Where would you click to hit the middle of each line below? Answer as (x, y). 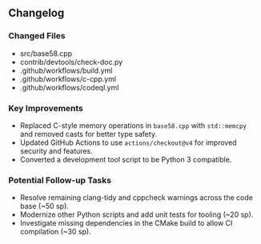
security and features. (56, 150)
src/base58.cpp (46, 53)
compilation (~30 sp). (55, 232)
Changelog (36, 13)
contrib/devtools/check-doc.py (71, 62)
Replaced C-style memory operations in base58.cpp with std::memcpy (133, 125)
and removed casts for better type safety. (88, 134)
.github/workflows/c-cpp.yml (68, 78)
